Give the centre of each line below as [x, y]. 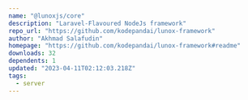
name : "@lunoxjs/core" [47, 16]
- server [30, 83]
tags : [17, 76]
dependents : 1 [32, 61]
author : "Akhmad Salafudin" [56, 38]
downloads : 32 [32, 53]
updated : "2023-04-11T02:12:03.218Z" [72, 69]
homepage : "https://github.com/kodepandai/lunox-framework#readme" [125, 46]
